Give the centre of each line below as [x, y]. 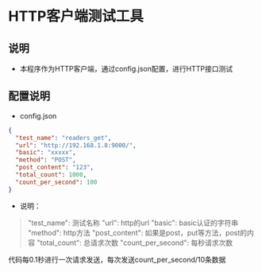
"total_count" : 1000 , [51, 175]
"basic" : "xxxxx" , [46, 153]
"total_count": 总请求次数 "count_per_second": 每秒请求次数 [135, 243]
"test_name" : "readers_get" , [64, 138]
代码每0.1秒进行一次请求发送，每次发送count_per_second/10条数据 [117, 259]
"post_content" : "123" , [54, 168]
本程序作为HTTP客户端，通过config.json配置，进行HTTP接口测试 [126, 69]
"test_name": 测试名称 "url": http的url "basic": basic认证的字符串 [133, 223]
